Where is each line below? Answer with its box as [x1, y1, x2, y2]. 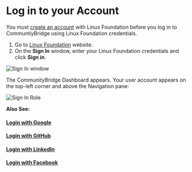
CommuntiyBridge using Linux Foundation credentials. [6, 29, 137, 36]
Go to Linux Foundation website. [14, 41, 93, 48]
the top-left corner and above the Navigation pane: [6, 82, 129, 89]
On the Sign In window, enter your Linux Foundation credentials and [14, 47, 179, 54]
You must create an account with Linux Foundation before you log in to [6, 23, 177, 31]
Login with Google [6, 119, 52, 126]
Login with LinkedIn [6, 146, 55, 153]
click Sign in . [14, 53, 46, 60]
